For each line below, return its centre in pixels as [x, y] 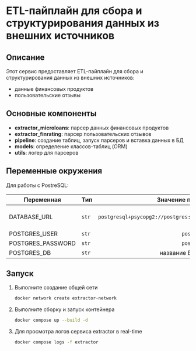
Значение [171, 199]
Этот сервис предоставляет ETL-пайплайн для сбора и [75, 71]
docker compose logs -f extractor [56, 342]
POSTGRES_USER [34, 234]
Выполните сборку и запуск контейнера [64, 309]
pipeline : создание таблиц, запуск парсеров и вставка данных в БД [99, 140]
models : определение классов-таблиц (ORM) [71, 146]
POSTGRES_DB [30, 253]
